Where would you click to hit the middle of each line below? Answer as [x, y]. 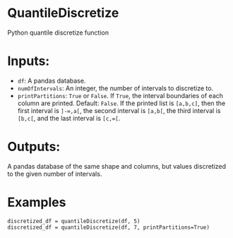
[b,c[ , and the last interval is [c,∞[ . [69, 118]
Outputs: [34, 147]
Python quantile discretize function [58, 32]
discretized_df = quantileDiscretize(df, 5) [74, 221]
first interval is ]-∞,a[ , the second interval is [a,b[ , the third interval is [119, 110]
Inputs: [29, 61]
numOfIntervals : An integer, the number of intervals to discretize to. [115, 88]
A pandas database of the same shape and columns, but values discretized [117, 166]
